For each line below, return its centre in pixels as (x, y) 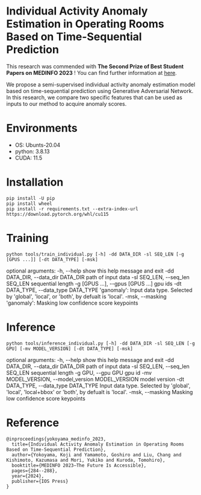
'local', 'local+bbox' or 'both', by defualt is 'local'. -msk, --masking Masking (100, 392)
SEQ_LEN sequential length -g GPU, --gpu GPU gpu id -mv (79, 372)
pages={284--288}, (35, 471)
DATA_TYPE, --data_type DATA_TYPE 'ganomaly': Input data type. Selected (99, 290)
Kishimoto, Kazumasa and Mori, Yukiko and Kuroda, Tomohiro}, (86, 460)
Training (28, 238)
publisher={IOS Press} (40, 481)
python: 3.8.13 (32, 151)
